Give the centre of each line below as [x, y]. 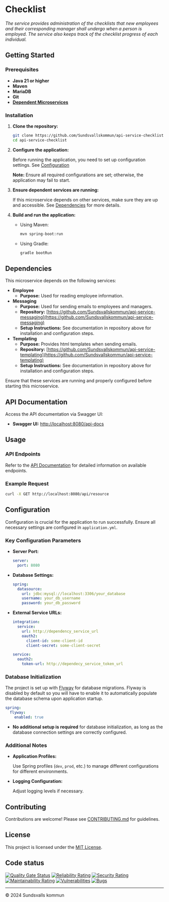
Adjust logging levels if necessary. [48, 791]
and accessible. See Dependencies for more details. [66, 205]
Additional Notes [26, 745]
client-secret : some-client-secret [63, 645]
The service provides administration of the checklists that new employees [82, 23]
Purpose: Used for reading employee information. [72, 296]
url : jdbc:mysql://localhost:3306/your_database [74, 594]
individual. [16, 39]
